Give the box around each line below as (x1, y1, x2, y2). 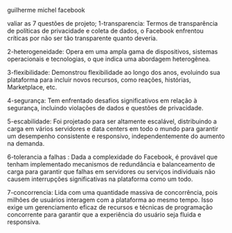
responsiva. (7, 218, 41, 226)
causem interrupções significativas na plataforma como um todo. (7, 175, 193, 183)
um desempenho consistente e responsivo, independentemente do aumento (7, 132, 225, 140)
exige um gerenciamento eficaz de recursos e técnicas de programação (7, 203, 213, 211)
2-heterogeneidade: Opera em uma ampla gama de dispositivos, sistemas (7, 48, 218, 55)
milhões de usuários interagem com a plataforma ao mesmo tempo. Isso (7, 196, 213, 204)
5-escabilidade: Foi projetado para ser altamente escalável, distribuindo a (7, 117, 217, 126)
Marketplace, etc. (7, 83, 57, 91)
